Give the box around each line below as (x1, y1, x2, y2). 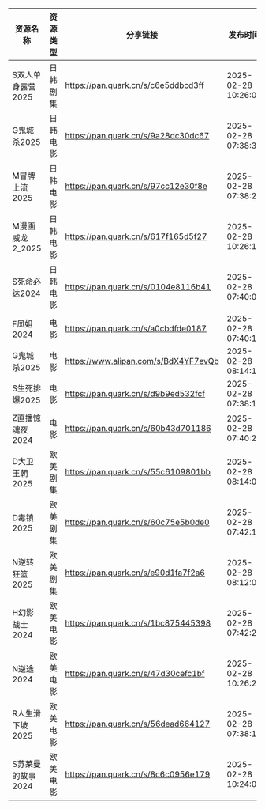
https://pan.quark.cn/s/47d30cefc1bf (65, 668, 205, 679)
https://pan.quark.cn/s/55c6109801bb (65, 467, 211, 477)
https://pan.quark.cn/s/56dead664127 (65, 719, 211, 729)
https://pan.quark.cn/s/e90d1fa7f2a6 (65, 567, 205, 578)
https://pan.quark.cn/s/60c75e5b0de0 (65, 517, 211, 527)
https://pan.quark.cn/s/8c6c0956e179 (65, 769, 211, 780)
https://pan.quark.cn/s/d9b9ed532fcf (65, 388, 206, 399)
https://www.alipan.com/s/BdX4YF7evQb (65, 356, 219, 366)
